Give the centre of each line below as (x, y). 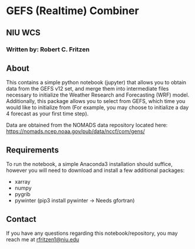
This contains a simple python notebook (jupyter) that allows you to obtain (96, 82)
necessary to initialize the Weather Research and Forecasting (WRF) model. (98, 95)
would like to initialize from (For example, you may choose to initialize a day (97, 108)
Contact (21, 219)
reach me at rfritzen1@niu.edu (43, 239)
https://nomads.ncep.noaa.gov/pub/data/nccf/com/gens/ (76, 131)
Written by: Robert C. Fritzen (48, 49)
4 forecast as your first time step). (47, 114)
